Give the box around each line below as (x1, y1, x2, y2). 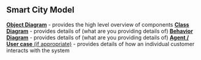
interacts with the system (6, 47, 70, 54)
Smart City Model (6, 5, 75, 15)
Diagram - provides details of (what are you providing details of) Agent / (6, 33, 189, 41)
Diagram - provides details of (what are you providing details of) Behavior (6, 27, 194, 35)
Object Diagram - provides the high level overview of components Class (6, 21, 189, 28)
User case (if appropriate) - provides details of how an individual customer (6, 40, 195, 47)
